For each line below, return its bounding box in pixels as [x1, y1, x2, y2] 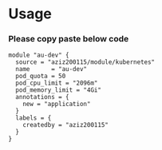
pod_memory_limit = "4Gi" [15, 86, 102, 94]
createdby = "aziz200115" [22, 121, 109, 129]
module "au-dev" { [8, 51, 69, 60]
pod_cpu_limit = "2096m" [15, 79, 98, 88]
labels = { [15, 114, 52, 122]
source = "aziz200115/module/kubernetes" [15, 58, 156, 66]
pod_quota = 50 [15, 73, 66, 81]
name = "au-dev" [15, 65, 88, 73]
